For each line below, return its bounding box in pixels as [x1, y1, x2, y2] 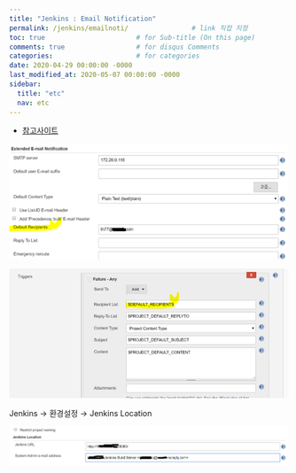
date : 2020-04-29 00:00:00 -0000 [9, 61, 133, 70]
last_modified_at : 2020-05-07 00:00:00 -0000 [9, 71, 180, 80]
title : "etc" [17, 89, 66, 97]
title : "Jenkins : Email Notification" [9, 14, 157, 23]
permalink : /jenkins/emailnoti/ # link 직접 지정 [9, 23, 248, 33]
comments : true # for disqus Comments [9, 43, 220, 51]
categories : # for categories [9, 51, 200, 61]
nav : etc [17, 98, 50, 107]
